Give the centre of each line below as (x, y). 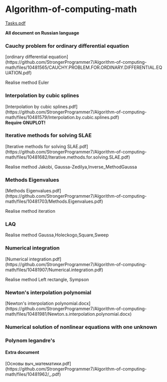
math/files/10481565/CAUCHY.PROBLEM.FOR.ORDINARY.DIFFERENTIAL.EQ (84, 68)
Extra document (22, 352)
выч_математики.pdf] (48, 364)
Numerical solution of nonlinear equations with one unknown (81, 327)
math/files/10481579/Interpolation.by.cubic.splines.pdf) (62, 117)
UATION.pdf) (19, 73)
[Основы (15, 364)
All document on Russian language (42, 33)
